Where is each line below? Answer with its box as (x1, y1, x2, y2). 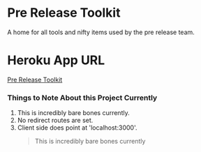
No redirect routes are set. (17, 116, 94, 125)
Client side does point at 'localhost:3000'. (17, 123, 137, 132)
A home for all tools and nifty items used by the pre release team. (7, 28, 195, 36)
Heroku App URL (7, 52, 105, 68)
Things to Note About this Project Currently (7, 93, 158, 102)
